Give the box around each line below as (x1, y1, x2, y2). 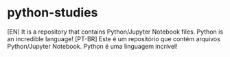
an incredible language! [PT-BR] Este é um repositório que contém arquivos (7, 34, 221, 43)
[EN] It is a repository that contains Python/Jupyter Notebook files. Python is (7, 27, 224, 36)
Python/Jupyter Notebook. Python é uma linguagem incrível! (7, 42, 179, 50)
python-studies (7, 5, 98, 21)
